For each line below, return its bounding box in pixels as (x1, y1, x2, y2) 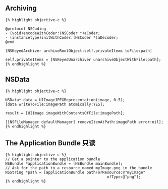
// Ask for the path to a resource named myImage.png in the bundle (5, 166, 152, 171)
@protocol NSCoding (5, 26, 46, 31)
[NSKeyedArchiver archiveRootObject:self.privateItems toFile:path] (5, 48, 152, 53)
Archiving (5, 4, 37, 13)
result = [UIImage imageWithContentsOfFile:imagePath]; (5, 110, 125, 115)
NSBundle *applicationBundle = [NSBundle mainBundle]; (5, 161, 123, 166)
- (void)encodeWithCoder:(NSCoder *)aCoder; (5, 30, 100, 36)
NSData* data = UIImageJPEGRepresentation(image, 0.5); (5, 97, 125, 102)
